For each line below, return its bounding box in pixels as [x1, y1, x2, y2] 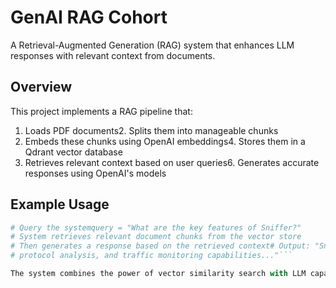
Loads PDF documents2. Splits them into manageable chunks [24, 124, 279, 136]
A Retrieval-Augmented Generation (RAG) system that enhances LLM [10, 39, 295, 51]
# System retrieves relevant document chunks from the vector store [10, 232, 302, 242]
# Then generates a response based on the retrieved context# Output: [10, 241, 311, 251]
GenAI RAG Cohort [10, 6, 168, 29]
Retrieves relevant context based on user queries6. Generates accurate [24, 156, 320, 168]
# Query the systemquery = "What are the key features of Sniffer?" [10, 222, 302, 233]
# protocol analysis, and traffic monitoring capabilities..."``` [10, 251, 293, 261]
